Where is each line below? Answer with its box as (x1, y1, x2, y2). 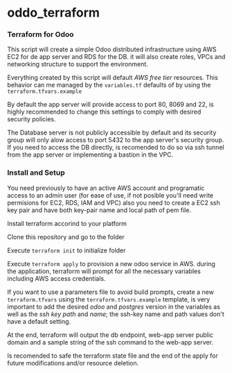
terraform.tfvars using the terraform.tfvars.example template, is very (7, 295, 211, 303)
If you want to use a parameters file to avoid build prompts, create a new (7, 288, 215, 296)
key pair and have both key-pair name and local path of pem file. (7, 206, 192, 214)
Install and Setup (7, 168, 66, 177)
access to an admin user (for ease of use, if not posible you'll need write (7, 191, 214, 199)
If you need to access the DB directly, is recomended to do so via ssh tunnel (7, 144, 224, 152)
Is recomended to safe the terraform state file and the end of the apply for (7, 352, 218, 360)
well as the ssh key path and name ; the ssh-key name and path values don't (7, 310, 225, 318)
